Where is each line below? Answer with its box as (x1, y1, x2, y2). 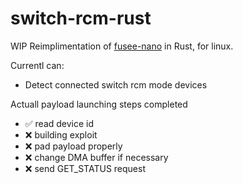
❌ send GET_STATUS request (24, 162, 146, 174)
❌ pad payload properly (24, 140, 123, 152)
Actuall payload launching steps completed (10, 98, 188, 110)
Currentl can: (10, 59, 65, 71)
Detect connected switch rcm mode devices (24, 78, 208, 91)
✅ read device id (24, 117, 95, 129)
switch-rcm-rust (10, 7, 152, 30)
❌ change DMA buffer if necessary (24, 151, 169, 163)
